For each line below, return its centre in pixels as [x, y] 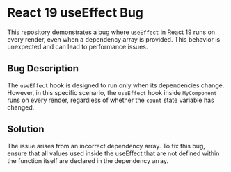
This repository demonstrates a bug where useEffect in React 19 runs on [111, 32]
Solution [26, 129]
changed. [21, 107]
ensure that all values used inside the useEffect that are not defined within [113, 153]
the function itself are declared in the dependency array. [88, 160]
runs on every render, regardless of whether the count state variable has [111, 100]
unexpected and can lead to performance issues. [78, 46]
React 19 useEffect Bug [75, 13]
